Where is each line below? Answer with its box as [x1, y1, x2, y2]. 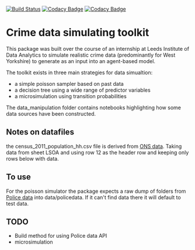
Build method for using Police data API [14, 232, 107, 239]
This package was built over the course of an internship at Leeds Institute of [6, 45, 190, 52]
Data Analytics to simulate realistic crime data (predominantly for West [6, 51, 176, 58]
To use [6, 172, 31, 182]
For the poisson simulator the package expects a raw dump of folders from [6, 187, 186, 195]
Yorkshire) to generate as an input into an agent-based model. [6, 57, 156, 64]
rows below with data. [6, 155, 60, 162]
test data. [6, 200, 29, 207]
